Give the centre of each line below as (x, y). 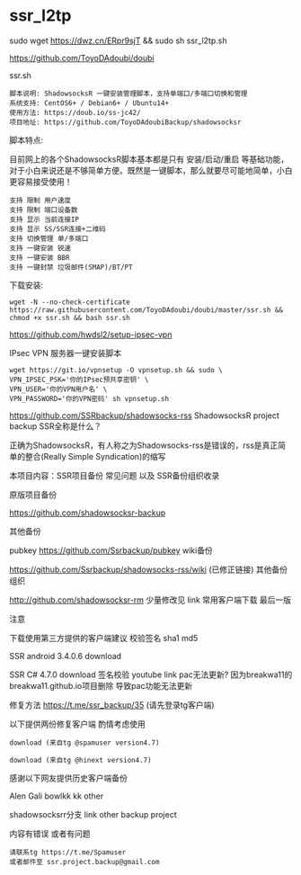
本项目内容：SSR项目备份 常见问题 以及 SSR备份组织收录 (115, 475)
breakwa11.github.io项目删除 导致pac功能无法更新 (101, 685)
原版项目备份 (33, 495)
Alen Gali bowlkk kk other (57, 796)
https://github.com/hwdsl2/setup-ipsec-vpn (91, 335)
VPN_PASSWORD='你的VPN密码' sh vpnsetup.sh (89, 398)
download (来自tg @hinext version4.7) (80, 760)
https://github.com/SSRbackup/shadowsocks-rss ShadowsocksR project (145, 415)
